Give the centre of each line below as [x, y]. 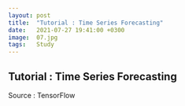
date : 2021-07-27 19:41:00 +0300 [67, 30]
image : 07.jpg [33, 37]
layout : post [30, 15]
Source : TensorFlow [42, 95]
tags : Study [31, 45]
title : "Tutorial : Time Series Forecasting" [86, 23]
